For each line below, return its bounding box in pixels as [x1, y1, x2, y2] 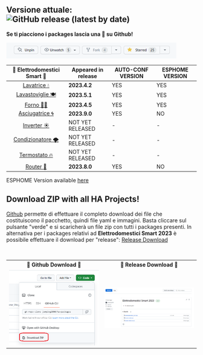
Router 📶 [25, 163, 47, 170]
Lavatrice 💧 [22, 81, 50, 88]
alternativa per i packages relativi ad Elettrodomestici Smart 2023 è [6, 230, 177, 237]
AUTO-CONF [114, 66, 149, 73]
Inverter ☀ [23, 122, 50, 129]
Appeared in [71, 66, 104, 73]
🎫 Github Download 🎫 [27, 261, 82, 268]
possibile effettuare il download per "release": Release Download [6, 236, 168, 243]
